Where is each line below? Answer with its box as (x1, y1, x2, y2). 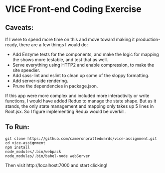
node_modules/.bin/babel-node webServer (5, 153, 91, 159)
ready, (5, 42, 18, 48)
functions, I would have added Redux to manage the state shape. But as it (5, 98, 157, 104)
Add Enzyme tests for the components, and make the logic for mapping (12, 51, 160, 57)
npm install (5, 145, 30, 150)
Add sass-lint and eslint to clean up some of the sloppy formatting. (12, 73, 150, 78)
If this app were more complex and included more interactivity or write (5, 93, 150, 98)
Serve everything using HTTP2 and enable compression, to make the (12, 62, 155, 68)
